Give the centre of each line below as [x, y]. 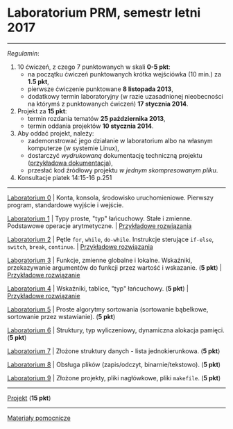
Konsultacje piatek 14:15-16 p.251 [64, 177]
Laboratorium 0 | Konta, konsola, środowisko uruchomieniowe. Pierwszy [110, 197]
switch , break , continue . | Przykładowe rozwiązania [80, 246]
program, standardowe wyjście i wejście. [66, 205]
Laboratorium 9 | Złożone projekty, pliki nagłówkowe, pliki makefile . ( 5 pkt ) [114, 378]
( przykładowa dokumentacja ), [70, 163]
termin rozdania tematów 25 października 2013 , [96, 118]
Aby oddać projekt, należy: [55, 133]
